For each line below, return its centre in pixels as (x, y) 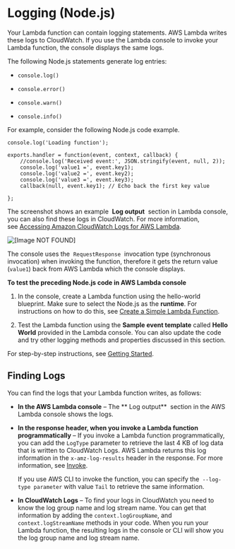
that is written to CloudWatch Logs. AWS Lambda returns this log (112, 450)
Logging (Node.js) (61, 13)
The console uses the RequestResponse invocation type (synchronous (109, 254)
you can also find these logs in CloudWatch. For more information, (103, 219)
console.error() (41, 89)
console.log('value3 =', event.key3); (77, 179)
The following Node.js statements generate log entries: (87, 61)
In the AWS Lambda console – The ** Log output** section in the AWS (121, 406)
